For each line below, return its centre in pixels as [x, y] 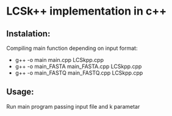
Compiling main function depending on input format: [72, 48]
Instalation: [28, 34]
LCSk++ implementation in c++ [86, 11]
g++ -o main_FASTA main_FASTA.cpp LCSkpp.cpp [78, 66]
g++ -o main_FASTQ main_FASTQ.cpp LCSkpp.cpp [79, 73]
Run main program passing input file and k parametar [73, 106]
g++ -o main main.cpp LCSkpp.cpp [59, 60]
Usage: [20, 92]
